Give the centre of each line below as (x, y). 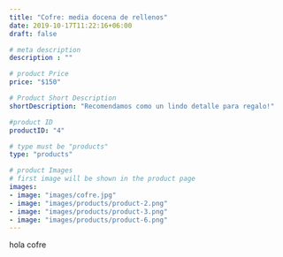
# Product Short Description (63, 98)
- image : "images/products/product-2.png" (88, 203)
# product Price (39, 74)
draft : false (33, 34)
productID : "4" (37, 130)
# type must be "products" (59, 147)
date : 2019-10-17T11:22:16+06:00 (71, 26)
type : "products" (41, 155)
